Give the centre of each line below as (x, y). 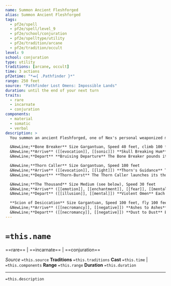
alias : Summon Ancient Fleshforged (43, 15)
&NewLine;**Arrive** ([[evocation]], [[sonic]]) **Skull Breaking (82, 152)
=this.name (28, 236)
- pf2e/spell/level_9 (33, 29)
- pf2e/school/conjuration (38, 34)
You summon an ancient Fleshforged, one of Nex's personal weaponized (86, 138)
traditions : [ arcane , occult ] (37, 67)
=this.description (25, 279)
